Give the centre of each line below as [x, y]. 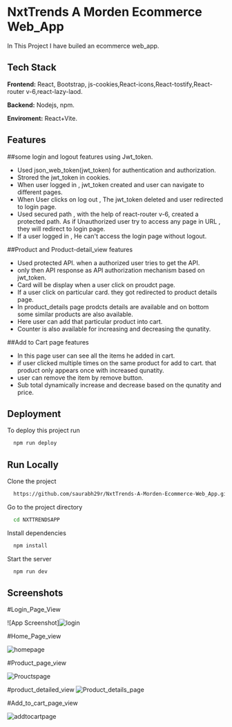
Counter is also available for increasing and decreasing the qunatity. [114, 329]
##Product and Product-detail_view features [70, 249]
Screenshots [35, 593]
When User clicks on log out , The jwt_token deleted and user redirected [120, 199]
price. [26, 392]
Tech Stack [32, 67]
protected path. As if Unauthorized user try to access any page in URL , [119, 221]
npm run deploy [35, 443]
